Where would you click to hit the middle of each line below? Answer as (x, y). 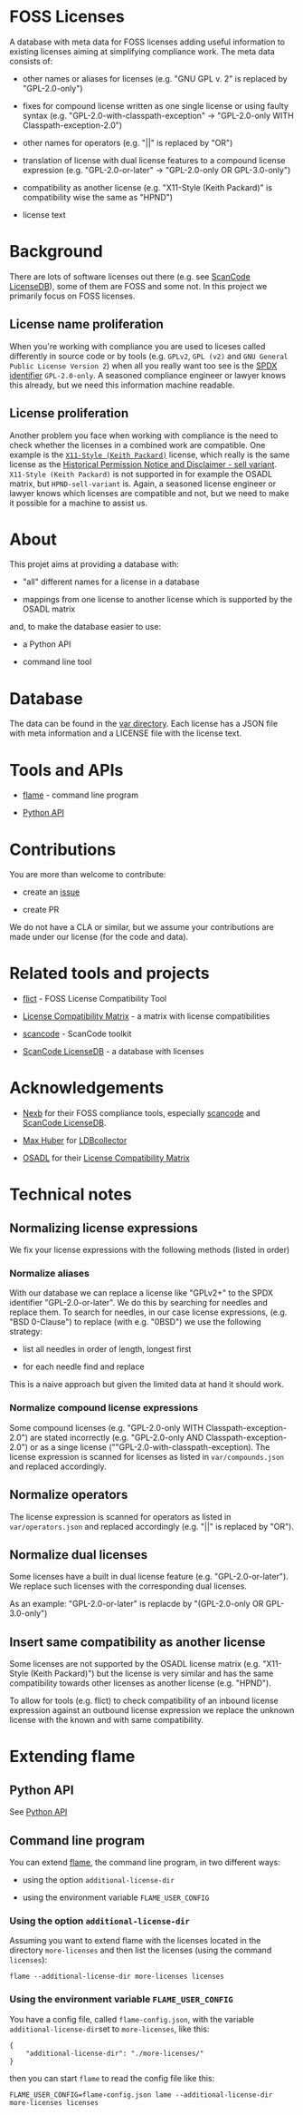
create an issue (51, 892)
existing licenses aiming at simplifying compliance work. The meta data (142, 51)
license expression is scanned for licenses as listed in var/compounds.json (147, 1456)
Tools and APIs (66, 770)
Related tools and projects (109, 974)
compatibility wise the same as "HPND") (98, 197)
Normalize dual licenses (78, 1555)
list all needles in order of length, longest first (107, 1349)
